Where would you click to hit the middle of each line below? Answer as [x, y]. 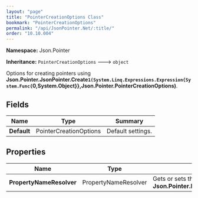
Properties [26, 152]
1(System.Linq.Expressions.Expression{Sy [140, 80]
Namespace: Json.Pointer [38, 50]
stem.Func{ [19, 86]
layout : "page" [25, 12]
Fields [18, 104]
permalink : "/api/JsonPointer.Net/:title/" [60, 28]
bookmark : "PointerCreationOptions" [51, 22]
